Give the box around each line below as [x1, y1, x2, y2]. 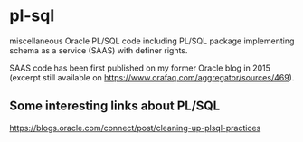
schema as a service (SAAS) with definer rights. [9, 44, 188, 55]
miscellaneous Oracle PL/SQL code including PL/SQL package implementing [9, 35, 295, 46]
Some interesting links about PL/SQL [9, 99, 221, 114]
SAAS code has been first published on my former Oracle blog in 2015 [9, 62, 271, 73]
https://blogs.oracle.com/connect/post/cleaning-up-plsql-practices [9, 122, 261, 133]
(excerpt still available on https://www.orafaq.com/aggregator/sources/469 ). [9, 71, 295, 82]
